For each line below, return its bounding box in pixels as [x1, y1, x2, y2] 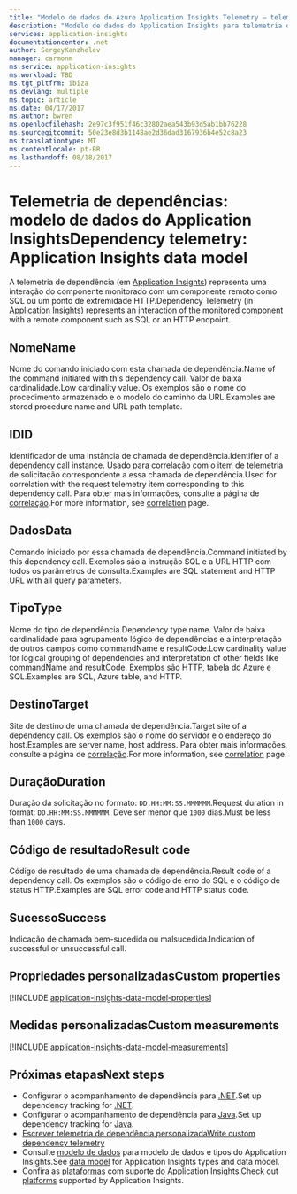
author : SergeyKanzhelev [9, 46, 101, 55]
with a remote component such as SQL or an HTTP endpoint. [9, 314, 232, 325]
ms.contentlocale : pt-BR [9, 144, 101, 153]
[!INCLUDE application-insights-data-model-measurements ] [9, 1042, 229, 1052]
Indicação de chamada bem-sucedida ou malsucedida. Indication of [9, 934, 255, 944]
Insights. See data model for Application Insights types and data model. [21, 1157, 280, 1167]
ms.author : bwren [9, 112, 73, 120]
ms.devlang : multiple [9, 87, 89, 96]
